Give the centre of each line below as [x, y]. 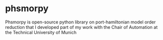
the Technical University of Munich [41, 32]
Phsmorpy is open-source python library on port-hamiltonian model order [81, 22]
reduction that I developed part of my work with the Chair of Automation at [81, 27]
